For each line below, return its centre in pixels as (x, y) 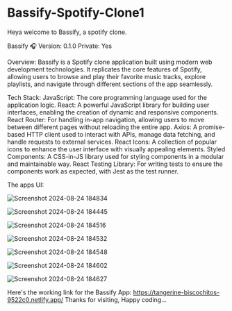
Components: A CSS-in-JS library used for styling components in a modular (116, 156)
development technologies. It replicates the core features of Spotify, (105, 69)
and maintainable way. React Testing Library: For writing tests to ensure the (115, 164)
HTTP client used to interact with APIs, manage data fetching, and (121, 134)
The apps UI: (25, 185)
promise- (212, 127)
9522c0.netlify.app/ (35, 299)
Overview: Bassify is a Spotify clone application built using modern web (110, 62)
